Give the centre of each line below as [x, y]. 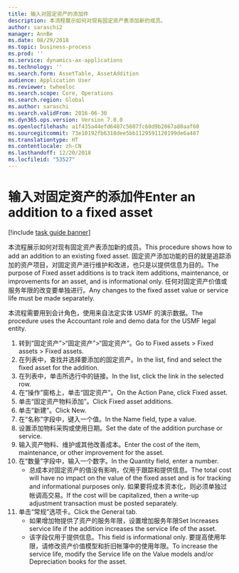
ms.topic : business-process [50, 47]
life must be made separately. [52, 298]
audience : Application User [50, 80]
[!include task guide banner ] [49, 232]
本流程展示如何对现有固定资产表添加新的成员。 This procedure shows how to [120, 247]
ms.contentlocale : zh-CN [45, 147]
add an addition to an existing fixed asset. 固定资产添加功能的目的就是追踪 [117, 256]
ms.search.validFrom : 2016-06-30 [58, 113]
